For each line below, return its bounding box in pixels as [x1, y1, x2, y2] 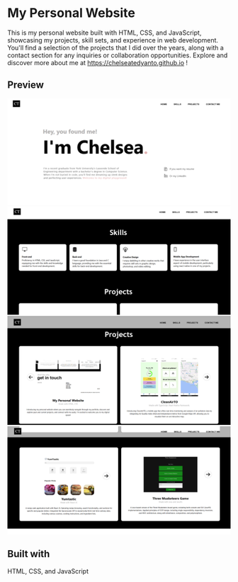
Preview [7, 79, 45, 91]
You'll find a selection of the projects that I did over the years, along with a [7, 43, 225, 52]
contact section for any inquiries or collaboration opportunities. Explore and [7, 51, 228, 59]
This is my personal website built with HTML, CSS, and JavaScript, [7, 28, 202, 37]
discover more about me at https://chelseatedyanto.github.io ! [7, 58, 188, 67]
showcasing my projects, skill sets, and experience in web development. [7, 35, 218, 44]
